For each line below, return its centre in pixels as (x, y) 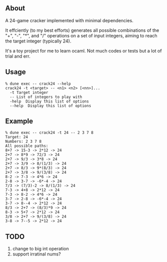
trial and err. (18, 56)
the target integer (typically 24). (38, 41)
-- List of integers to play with (46, 97)
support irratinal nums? (37, 254)
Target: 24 (17, 137)
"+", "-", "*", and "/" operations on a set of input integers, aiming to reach (81, 35)
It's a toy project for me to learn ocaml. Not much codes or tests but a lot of (84, 50)
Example (19, 121)
